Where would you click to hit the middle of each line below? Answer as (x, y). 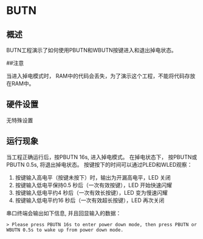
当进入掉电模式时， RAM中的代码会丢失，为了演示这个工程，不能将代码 (96, 76)
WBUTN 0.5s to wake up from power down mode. (65, 230)
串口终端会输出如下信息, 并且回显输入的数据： (64, 213)
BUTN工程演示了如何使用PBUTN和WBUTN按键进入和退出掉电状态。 (92, 50)
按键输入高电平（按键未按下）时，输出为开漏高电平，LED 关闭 (93, 177)
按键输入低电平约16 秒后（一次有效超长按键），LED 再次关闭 (90, 200)
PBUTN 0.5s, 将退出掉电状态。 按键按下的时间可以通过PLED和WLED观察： (99, 164)
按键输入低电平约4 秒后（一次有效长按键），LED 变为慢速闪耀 (91, 192)
